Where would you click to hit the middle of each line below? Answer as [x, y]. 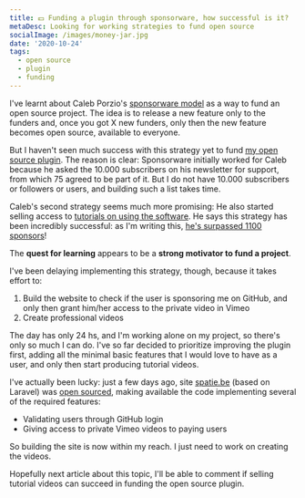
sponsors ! [28, 235]
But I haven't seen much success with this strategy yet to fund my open [144, 150]
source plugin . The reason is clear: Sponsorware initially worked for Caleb [148, 160]
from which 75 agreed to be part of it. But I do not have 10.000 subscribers [149, 179]
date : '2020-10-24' [46, 43]
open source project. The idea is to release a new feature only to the [137, 113]
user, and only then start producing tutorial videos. [104, 364]
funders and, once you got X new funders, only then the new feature [138, 122]
